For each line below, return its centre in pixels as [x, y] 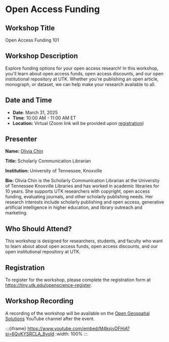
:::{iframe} [16, 328]
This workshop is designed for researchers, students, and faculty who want [84, 241]
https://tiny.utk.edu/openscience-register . [49, 285]
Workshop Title [30, 28]
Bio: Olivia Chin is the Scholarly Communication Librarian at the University [82, 181]
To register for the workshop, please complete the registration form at [78, 280]
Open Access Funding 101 [32, 40]
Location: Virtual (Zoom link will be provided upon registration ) [78, 123]
